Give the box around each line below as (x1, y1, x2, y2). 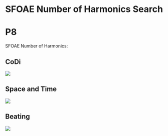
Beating (5, 112, 30, 121)
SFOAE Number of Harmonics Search (5, 3, 163, 15)
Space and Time (5, 85, 57, 93)
